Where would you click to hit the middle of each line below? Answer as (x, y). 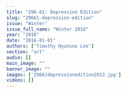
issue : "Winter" (27, 23)
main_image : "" (26, 63)
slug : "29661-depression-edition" (50, 18)
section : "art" (26, 52)
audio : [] (19, 58)
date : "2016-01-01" (31, 40)
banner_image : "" (28, 69)
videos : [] (20, 80)
